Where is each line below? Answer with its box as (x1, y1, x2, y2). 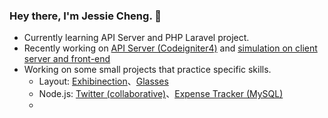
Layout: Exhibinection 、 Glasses (38, 75, 169, 88)
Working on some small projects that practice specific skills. (23, 64, 272, 76)
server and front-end (23, 53, 111, 65)
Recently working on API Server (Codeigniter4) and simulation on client (23, 42, 318, 54)
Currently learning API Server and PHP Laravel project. (23, 32, 250, 44)
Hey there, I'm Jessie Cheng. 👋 (9, 9, 162, 23)
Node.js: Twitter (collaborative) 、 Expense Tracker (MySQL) (38, 88, 284, 100)
